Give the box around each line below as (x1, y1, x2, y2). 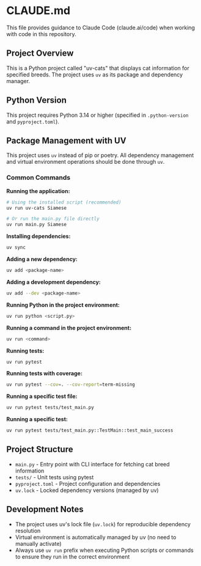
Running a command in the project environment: (6, 324, 132, 331)
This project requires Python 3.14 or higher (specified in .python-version (6, 111, 189, 119)
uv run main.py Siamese (6, 221, 67, 228)
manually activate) (15, 540, 62, 547)
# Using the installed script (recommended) (6, 199, 122, 205)
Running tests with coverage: (6, 370, 82, 377)
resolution (15, 527, 41, 534)
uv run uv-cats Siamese (6, 205, 67, 211)
